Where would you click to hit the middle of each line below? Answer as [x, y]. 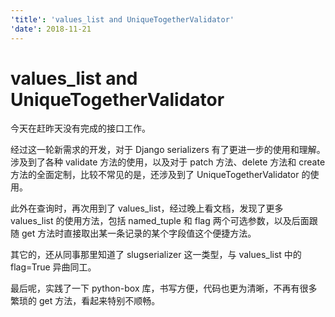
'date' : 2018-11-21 [51, 29]
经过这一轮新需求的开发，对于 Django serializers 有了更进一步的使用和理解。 [168, 150]
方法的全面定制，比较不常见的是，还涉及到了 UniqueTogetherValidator [155, 175]
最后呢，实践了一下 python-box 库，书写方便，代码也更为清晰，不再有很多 [164, 288]
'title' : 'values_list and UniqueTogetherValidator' [122, 19]
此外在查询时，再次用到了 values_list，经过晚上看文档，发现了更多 [147, 208]
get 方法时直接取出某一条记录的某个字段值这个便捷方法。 [139, 233]
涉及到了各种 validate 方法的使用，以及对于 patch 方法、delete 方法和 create [168, 162]
